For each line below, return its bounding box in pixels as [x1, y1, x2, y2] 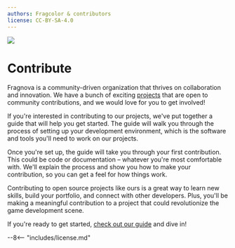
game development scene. [7, 207, 84, 215]
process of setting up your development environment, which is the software [7, 127, 227, 136]
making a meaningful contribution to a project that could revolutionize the [7, 199, 220, 207]
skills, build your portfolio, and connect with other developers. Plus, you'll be [7, 191, 229, 200]
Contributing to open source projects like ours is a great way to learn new [7, 184, 220, 192]
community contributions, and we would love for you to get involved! [7, 98, 206, 107]
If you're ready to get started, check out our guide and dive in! [7, 220, 187, 228]
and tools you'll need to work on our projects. [7, 134, 139, 143]
